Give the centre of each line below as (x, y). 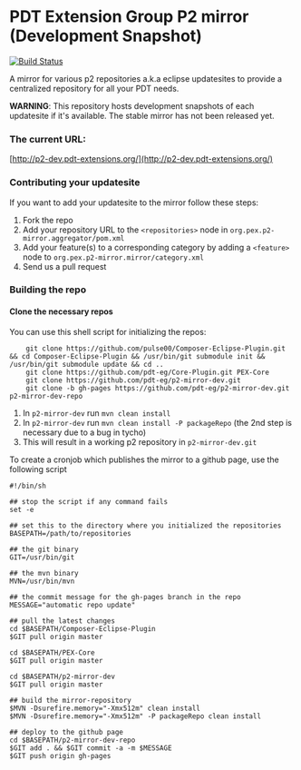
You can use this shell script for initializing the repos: (108, 331)
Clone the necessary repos (61, 311)
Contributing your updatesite (75, 183)
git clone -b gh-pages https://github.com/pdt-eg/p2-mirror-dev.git (158, 388)
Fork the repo (48, 220)
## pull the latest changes (63, 621)
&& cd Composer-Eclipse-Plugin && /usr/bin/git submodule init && (137, 356)
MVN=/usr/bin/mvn (42, 581)
